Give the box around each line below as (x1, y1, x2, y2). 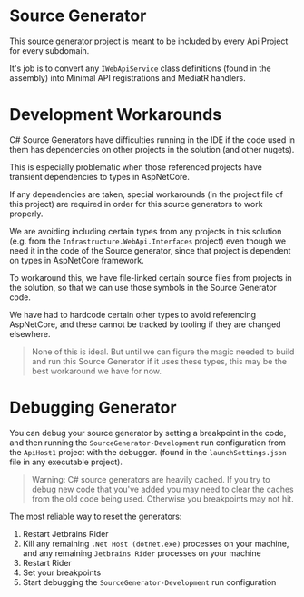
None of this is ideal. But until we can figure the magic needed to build (31, 346, 295, 357)
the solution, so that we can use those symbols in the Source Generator (9, 282, 277, 293)
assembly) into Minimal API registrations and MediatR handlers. (9, 72, 247, 83)
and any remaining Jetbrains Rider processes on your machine (22, 547, 261, 559)
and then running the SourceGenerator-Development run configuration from (9, 437, 286, 448)
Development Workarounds (9, 104, 222, 125)
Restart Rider (22, 557, 73, 568)
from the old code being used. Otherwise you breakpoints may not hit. (31, 493, 294, 504)
